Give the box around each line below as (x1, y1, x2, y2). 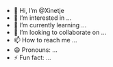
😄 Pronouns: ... (13, 46, 58, 54)
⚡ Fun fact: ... (13, 53, 51, 62)
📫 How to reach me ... (13, 36, 77, 44)
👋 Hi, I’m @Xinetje (13, 7, 65, 14)
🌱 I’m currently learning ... (13, 21, 87, 29)
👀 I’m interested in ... (13, 14, 72, 22)
